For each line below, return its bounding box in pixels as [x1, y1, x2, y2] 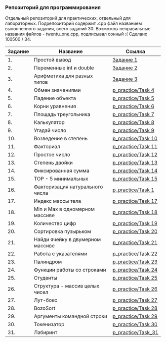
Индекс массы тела [34, 198, 82, 205]
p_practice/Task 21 [112, 239, 158, 246]
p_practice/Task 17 [112, 198, 158, 205]
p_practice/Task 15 [112, 175, 158, 182]
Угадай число [34, 127, 67, 134]
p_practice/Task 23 [112, 258, 158, 265]
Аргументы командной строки [34, 313, 108, 320]
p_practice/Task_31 [112, 329, 159, 336]
